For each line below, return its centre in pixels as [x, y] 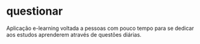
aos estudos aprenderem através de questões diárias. [74, 34]
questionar [34, 11]
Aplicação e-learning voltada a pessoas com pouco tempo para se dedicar [100, 28]
